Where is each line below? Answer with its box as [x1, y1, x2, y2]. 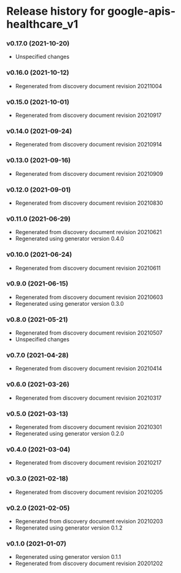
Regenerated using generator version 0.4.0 [15, 235, 125, 243]
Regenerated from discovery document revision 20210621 [15, 229, 162, 236]
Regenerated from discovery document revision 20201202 [15, 560, 163, 567]
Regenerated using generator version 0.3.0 [15, 300, 124, 307]
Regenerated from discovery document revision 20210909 [15, 170, 164, 177]
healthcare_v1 [6, 17, 79, 31]
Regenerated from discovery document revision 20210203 [15, 517, 164, 525]
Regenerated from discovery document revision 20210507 [15, 329, 163, 336]
